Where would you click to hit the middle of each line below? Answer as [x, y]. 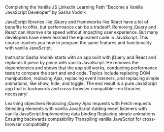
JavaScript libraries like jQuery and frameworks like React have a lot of [77, 22]
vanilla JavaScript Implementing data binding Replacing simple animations [80, 114]
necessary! [16, 94]
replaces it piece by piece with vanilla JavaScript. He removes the [72, 63]
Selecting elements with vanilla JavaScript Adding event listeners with [76, 108]
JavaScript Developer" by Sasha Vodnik [46, 12]
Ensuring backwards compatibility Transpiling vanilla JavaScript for [73, 119]
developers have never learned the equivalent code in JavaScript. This [77, 37]
